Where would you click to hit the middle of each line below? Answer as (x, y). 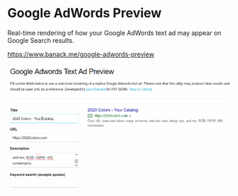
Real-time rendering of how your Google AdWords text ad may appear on (114, 33)
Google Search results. (41, 40)
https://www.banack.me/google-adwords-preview (81, 54)
